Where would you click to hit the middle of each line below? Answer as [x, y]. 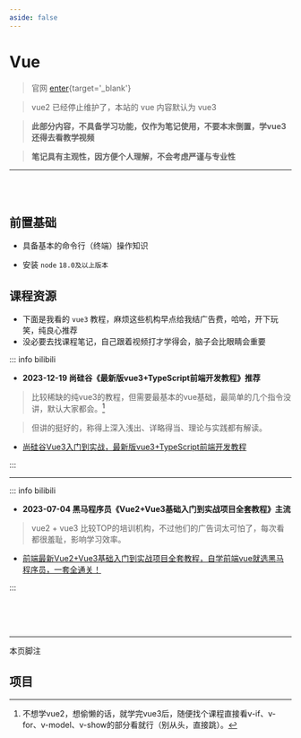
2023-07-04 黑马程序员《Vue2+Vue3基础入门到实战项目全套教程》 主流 [156, 508]
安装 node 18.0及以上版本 [65, 265]
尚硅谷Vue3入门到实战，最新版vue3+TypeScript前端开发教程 [134, 447]
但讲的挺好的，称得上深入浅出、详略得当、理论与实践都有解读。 [149, 428]
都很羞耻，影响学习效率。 [78, 539]
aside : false [34, 17]
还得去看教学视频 [63, 137]
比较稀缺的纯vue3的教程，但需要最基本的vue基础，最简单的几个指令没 [161, 397]
